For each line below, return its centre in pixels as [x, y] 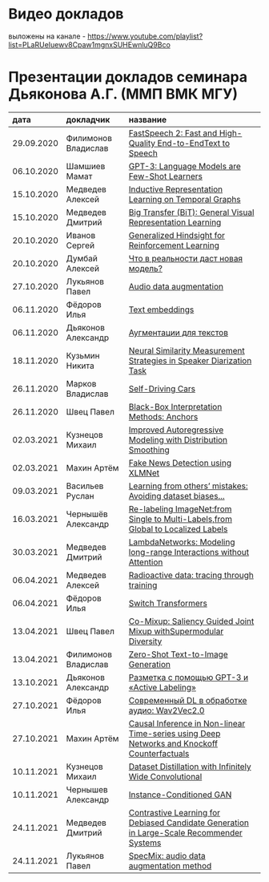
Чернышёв [87, 514]
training [143, 585]
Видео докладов [66, 14]
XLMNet [144, 472]
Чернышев [87, 789]
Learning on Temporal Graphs [185, 199]
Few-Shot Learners [165, 176]
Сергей [80, 245]
